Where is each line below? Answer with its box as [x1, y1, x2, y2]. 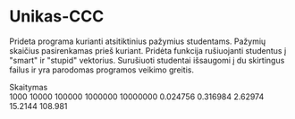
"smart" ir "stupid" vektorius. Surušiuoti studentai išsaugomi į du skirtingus [9, 55, 285, 65]
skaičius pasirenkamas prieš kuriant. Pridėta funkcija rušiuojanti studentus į [9, 45, 287, 55]
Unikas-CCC [9, 6, 105, 27]
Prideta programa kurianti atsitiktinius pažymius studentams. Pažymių [9, 36, 266, 47]
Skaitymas [9, 81, 48, 92]
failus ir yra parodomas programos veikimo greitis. [9, 64, 195, 75]
